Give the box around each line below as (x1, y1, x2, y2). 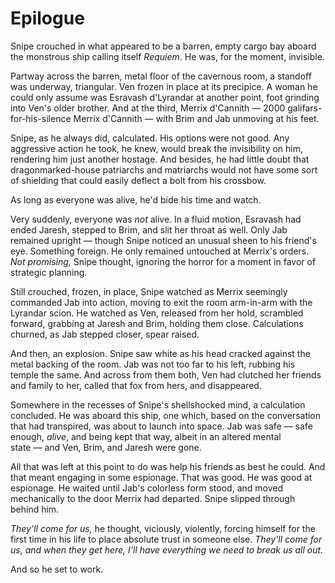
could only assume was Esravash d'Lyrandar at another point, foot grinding (10, 91, 320, 103)
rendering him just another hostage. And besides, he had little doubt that (10, 153, 310, 165)
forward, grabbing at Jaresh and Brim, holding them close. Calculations (10, 317, 304, 329)
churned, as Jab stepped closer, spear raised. (10, 328, 200, 340)
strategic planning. (10, 266, 88, 278)
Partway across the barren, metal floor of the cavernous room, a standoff (10, 70, 312, 82)
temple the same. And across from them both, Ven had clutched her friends (10, 368, 322, 381)
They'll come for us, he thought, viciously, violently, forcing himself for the (10, 522, 316, 534)
